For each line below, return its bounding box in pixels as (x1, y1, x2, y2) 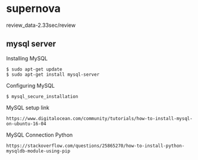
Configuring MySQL (6, 82, 55, 89)
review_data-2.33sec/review (6, 21, 76, 29)
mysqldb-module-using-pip (6, 148, 70, 154)
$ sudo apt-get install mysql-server (6, 71, 100, 78)
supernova (6, 2, 61, 16)
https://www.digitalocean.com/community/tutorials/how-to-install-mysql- (6, 115, 193, 121)
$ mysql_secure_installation (6, 93, 78, 100)
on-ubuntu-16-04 (6, 121, 46, 127)
